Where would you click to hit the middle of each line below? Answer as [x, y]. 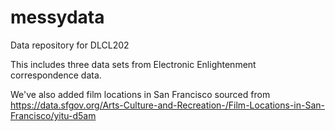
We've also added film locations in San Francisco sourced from [140, 94]
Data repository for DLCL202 [70, 45]
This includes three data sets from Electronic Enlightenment [133, 64]
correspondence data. [56, 75]
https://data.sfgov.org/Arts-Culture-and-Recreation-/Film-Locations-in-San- [168, 105]
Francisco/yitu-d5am [53, 115]
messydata [57, 17]
